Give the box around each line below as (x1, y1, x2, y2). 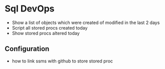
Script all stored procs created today (12, 24, 88, 30)
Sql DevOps (5, 3, 55, 14)
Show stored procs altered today (12, 30, 80, 36)
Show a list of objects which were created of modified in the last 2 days (12, 19, 160, 25)
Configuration (5, 44, 50, 53)
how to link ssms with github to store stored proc (12, 58, 113, 64)
